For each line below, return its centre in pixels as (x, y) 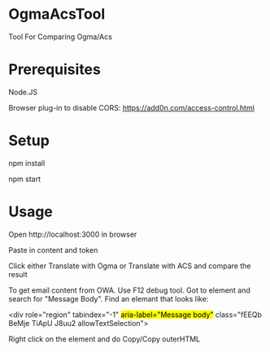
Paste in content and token (53, 250)
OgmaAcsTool (57, 14)
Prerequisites (55, 70)
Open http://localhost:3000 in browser (73, 234)
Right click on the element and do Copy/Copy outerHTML (105, 339)
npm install (27, 163)
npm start (25, 179)
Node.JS (23, 92)
